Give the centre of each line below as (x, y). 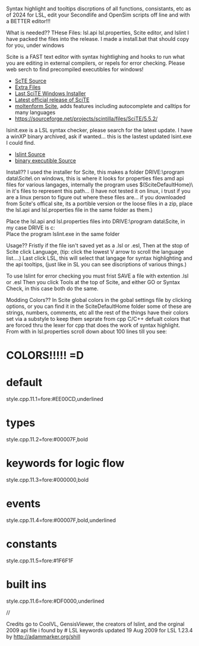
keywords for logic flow (65, 464)
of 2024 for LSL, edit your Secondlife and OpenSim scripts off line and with (98, 15)
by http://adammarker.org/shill (43, 637)
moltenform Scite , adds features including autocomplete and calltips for (102, 106)
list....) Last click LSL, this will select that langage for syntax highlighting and (99, 258)
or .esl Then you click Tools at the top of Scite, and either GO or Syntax (93, 282)
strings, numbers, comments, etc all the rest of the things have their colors (97, 313)
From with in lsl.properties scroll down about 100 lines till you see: (87, 331)
